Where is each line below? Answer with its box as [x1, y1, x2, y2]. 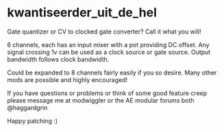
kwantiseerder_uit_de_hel [7, 5, 158, 21]
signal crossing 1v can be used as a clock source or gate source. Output [7, 48, 211, 56]
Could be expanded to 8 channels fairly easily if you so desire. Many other [7, 68, 217, 77]
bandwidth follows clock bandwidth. [7, 55, 110, 63]
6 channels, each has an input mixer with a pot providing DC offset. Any [7, 40, 210, 49]
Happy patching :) [7, 116, 58, 124]
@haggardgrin [7, 103, 48, 111]
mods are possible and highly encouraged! [7, 75, 128, 83]
